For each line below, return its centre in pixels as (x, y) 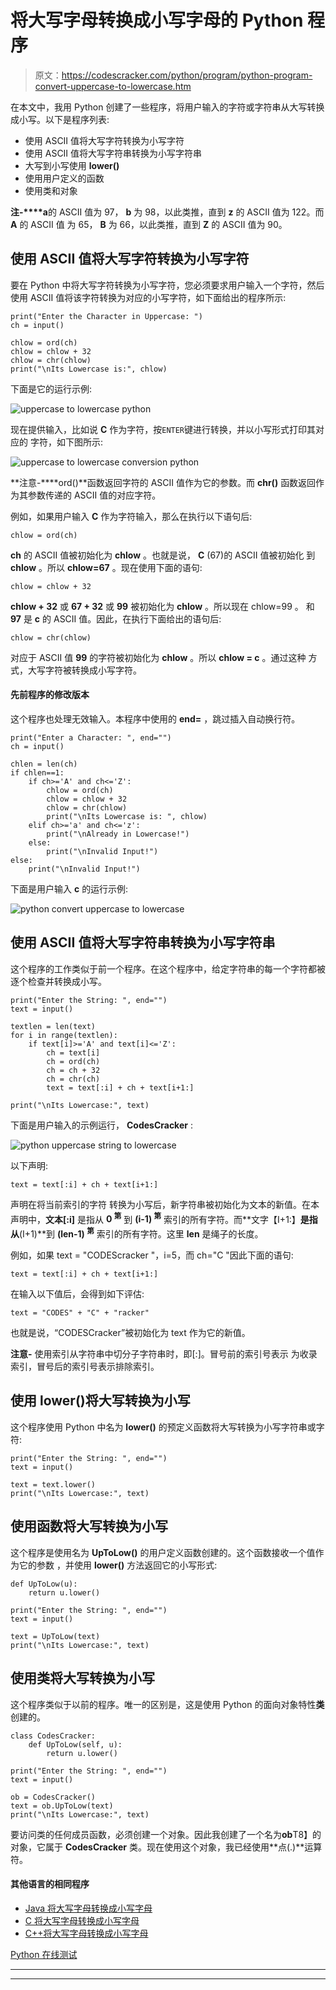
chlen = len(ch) (44, 764)
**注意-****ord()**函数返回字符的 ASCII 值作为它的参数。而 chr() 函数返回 (163, 482)
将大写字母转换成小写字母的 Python (157, 20)
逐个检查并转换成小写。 (58, 981)
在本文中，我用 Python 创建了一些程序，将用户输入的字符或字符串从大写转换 (167, 107)
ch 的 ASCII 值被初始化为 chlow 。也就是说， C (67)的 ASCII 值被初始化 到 (163, 555)
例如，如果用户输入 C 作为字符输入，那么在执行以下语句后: (131, 516)
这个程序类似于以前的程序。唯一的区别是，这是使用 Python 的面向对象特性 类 (167, 1704)
